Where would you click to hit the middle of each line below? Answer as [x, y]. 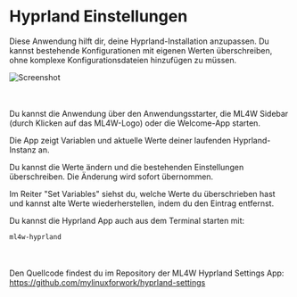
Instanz [23, 150]
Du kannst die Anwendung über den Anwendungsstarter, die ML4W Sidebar [149, 113]
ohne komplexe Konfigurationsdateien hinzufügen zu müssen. [123, 60]
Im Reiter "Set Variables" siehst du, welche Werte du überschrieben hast [142, 194]
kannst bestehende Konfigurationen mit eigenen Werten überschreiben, [141, 50]
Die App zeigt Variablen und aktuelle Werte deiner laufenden [120, 140]
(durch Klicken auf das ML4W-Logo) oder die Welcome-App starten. [135, 123]
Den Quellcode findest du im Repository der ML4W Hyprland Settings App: [147, 273]
